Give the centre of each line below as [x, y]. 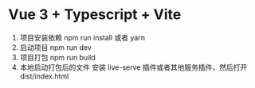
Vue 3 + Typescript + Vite [95, 15]
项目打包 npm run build [57, 57]
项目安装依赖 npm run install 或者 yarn [82, 37]
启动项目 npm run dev [55, 47]
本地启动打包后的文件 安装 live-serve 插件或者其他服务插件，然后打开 [133, 67]
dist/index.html [44, 76]
